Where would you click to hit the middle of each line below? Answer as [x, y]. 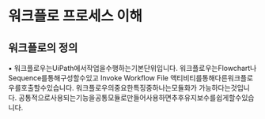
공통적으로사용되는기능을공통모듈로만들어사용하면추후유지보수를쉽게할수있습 [136, 98]
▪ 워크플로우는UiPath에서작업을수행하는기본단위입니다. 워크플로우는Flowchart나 [132, 68]
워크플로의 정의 [43, 48]
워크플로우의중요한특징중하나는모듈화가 [136, 88]
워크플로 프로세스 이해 [75, 16]
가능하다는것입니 [225, 88]
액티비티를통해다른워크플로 [212, 78]
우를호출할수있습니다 [40, 88]
